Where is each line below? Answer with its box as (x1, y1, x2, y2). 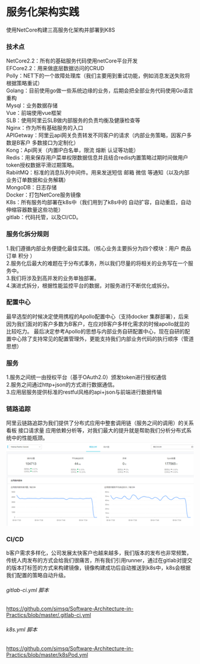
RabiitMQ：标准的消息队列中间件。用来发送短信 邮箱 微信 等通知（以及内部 (6, 169, 189, 176)
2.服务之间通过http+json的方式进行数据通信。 (6, 381, 118, 388)
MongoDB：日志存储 (6, 184, 57, 191)
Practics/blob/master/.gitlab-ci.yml (6, 612, 91, 619)
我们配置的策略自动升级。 (6, 572, 69, 579)
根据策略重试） (6, 80, 43, 87)
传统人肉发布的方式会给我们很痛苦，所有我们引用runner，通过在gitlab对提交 (6, 557, 192, 564)
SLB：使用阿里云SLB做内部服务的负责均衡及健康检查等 (6, 117, 141, 124)
